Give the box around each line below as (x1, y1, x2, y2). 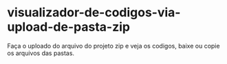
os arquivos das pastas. (7, 49, 74, 57)
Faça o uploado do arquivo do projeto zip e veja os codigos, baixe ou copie (7, 42, 220, 50)
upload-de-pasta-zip (7, 19, 131, 35)
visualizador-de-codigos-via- (7, 5, 181, 20)
